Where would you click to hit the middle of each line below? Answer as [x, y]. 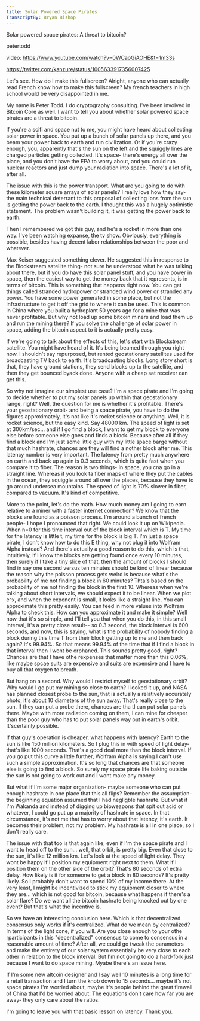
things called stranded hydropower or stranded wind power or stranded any [99, 291]
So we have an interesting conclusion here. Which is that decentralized [93, 918]
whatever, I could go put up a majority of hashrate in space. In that [88, 812]
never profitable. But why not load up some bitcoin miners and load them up [100, 317]
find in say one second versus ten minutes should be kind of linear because [99, 568]
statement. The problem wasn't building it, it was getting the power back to [99, 211]
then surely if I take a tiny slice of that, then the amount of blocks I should [96, 561]
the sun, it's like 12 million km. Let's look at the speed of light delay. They [96, 856]
